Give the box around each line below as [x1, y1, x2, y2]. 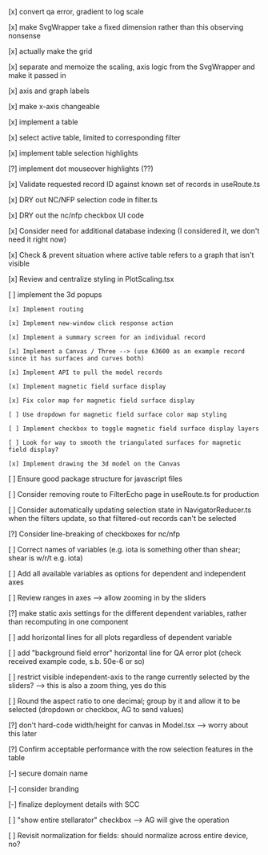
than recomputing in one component [8, 617, 129, 626]
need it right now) [8, 234, 67, 244]
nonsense [8, 31, 42, 40]
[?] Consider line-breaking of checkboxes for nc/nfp [8, 529, 181, 539]
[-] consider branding [8, 784, 79, 793]
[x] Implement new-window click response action [8, 320, 174, 328]
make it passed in [8, 71, 66, 79]
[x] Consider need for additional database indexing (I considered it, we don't [8, 226, 260, 235]
